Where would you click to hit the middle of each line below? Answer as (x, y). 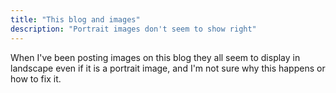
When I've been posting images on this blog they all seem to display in (155, 57)
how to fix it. (36, 78)
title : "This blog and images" (75, 19)
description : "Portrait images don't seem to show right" (133, 29)
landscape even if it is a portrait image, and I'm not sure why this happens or (168, 68)
